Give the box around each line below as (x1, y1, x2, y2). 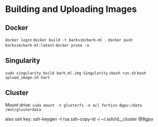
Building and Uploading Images (5, 3, 137, 15)
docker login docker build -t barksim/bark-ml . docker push (5, 37, 133, 42)
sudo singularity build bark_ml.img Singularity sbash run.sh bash (5, 70, 146, 75)
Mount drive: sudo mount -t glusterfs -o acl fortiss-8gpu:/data (5, 101, 142, 108)
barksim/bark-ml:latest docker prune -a (5, 43, 89, 48)
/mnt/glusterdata (5, 107, 41, 112)
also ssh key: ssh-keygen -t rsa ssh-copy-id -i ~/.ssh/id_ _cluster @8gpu (5, 116, 154, 122)
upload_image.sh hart (5, 75, 50, 80)
